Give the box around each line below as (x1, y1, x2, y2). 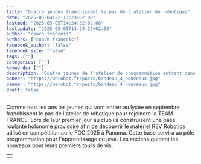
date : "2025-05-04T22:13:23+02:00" (6, 14, 96, 20)
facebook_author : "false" (6, 43, 71, 49)
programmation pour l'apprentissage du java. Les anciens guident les (6, 135, 179, 142)
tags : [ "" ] (6, 53, 34, 59)
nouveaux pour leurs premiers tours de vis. (6, 142, 113, 149)
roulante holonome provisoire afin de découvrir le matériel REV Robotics (6, 123, 186, 130)
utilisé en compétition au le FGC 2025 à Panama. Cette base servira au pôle (6, 129, 194, 136)
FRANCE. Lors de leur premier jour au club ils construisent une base (6, 116, 176, 123)
